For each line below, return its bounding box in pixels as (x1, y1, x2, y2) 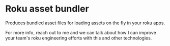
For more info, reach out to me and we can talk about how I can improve (5, 29, 156, 35)
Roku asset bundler (5, 3, 89, 15)
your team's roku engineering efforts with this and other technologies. (5, 35, 152, 41)
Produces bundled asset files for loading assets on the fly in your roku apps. (5, 20, 165, 26)
